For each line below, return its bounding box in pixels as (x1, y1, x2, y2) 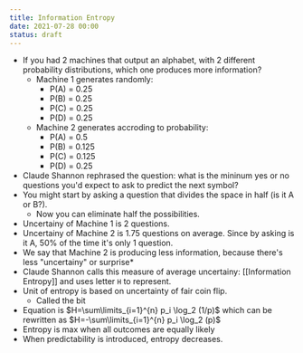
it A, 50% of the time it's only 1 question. (22, 237, 174, 249)
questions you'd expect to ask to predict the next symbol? (22, 180, 239, 191)
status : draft (9, 30, 63, 39)
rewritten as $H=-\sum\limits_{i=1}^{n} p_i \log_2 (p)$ (22, 314, 222, 326)
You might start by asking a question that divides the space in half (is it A (22, 189, 294, 200)
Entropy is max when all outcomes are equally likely (22, 324, 215, 335)
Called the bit (35, 295, 86, 306)
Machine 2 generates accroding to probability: (35, 122, 209, 133)
